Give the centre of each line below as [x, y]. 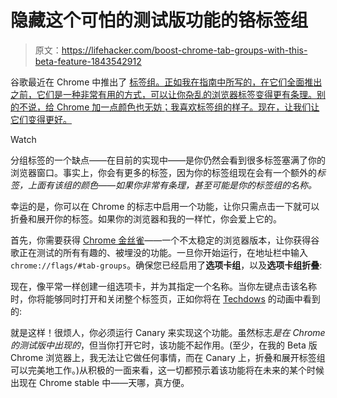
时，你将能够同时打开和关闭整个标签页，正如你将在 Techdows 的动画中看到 [165, 298]
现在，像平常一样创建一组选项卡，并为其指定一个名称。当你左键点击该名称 [163, 286]
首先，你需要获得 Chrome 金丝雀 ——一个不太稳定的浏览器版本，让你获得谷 [165, 240]
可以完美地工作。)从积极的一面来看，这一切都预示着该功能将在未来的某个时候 [167, 370]
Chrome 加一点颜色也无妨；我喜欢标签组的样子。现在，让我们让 [188, 107]
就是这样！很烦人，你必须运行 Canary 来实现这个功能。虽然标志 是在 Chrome [168, 332]
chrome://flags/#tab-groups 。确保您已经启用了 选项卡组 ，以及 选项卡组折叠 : [166, 265]
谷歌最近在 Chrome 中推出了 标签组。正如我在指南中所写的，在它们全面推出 [166, 82]
